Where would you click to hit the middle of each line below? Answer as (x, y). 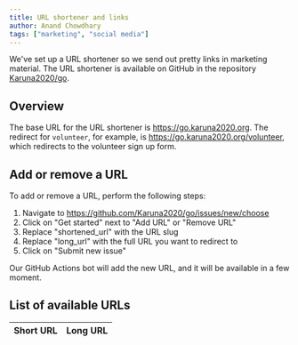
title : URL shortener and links (69, 17)
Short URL (36, 330)
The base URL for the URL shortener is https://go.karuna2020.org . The (139, 128)
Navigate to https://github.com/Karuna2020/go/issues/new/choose (145, 213)
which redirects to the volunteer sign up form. (93, 147)
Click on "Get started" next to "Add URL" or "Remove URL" (129, 222)
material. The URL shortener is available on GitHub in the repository (133, 68)
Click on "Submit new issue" (74, 251)
